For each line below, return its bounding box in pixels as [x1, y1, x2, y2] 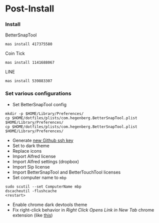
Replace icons [12, 148, 42, 154]
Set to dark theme [12, 143, 50, 149]
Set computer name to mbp [12, 174, 66, 180]
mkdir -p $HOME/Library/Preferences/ [5, 111, 84, 116]
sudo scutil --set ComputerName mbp [5, 184, 81, 189]
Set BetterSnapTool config [12, 101, 66, 107]
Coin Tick [5, 50, 25, 56]
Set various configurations [5, 90, 71, 97]
